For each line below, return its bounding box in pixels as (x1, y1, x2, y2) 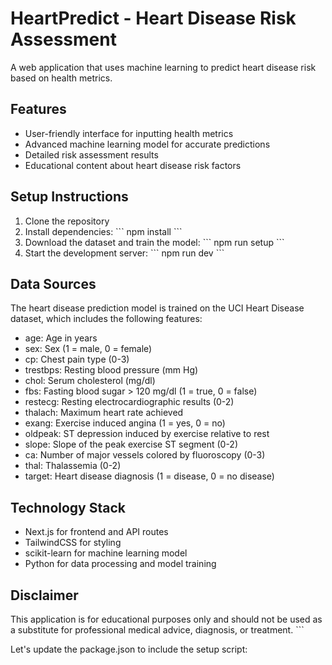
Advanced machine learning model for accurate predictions (24, 138, 271, 150)
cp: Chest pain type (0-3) (24, 353, 130, 366)
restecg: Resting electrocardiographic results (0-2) (24, 396, 235, 408)
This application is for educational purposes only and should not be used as (10, 613, 323, 625)
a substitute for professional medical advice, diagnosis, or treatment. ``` (10, 624, 305, 636)
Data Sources (10, 275, 97, 292)
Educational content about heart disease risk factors (24, 159, 242, 171)
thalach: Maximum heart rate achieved (24, 407, 184, 419)
